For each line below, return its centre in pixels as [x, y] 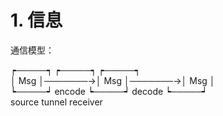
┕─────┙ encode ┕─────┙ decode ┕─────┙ [109, 91]
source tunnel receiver [56, 102]
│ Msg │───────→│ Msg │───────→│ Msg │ [113, 80]
